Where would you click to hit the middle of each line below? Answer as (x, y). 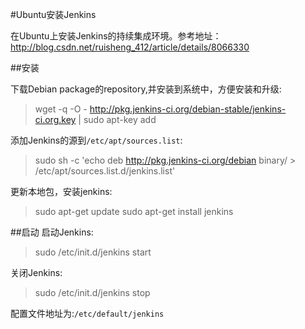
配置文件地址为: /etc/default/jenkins (87, 313)
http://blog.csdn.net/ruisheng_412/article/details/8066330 (130, 47)
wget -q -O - (61, 109)
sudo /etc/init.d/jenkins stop (92, 292)
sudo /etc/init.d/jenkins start (93, 252)
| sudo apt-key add (117, 119)
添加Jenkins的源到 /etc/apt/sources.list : (96, 140)
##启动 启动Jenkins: (52, 232)
